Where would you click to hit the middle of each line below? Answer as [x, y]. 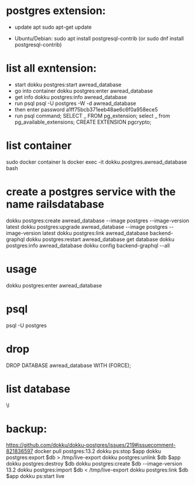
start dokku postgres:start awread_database [68, 84]
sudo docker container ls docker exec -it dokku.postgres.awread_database [97, 162]
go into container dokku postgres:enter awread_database [84, 91]
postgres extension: [56, 11]
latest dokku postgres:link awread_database [95, 233]
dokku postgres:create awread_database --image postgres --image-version [97, 221]
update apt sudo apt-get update [53, 27]
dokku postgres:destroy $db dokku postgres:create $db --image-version [94, 464]
